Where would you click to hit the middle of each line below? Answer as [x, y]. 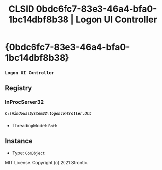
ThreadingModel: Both [35, 126]
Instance [19, 141]
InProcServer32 [25, 102]
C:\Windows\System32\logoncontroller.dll [48, 114]
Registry [18, 88]
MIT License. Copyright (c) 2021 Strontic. [47, 163]
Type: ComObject [29, 153]
